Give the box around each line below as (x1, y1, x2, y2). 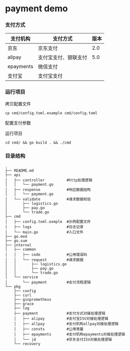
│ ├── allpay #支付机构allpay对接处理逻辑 (14, 321, 119, 326)
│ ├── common (5, 247, 36, 252)
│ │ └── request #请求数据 (5, 257, 84, 262)
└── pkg (5, 284, 21, 289)
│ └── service (5, 275, 38, 280)
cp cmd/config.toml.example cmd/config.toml (5, 110, 98, 116)
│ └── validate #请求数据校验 (5, 197, 91, 202)
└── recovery (14, 342, 41, 347)
